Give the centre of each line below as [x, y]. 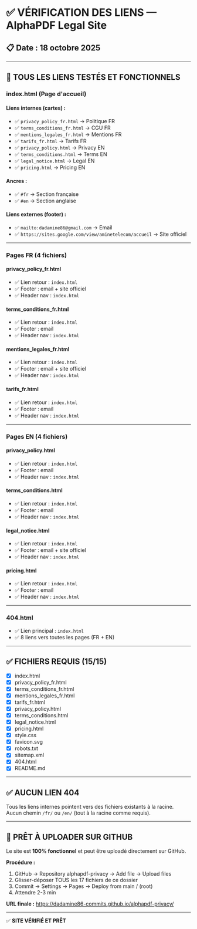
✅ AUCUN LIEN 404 [43, 793]
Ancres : [17, 181]
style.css [26, 735]
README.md [30, 768]
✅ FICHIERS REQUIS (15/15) [57, 662]
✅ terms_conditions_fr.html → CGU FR [62, 128]
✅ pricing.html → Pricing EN [50, 167]
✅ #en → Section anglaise [45, 201]
